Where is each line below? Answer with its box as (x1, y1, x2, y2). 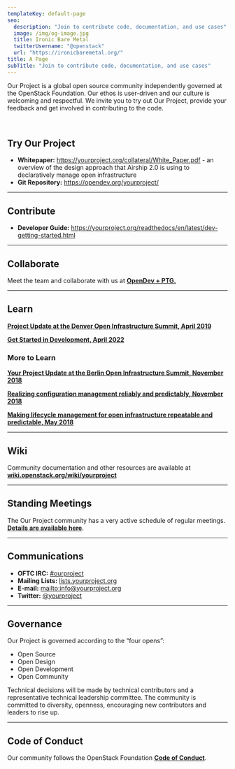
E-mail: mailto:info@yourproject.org (17, 584, 122, 592)
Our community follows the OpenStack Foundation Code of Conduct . (7, 754, 207, 762)
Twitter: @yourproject (17, 591, 83, 600)
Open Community (17, 673, 69, 681)
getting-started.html (17, 231, 76, 240)
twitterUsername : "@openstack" (13, 43, 105, 50)
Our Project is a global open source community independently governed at (7, 81, 222, 89)
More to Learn (7, 352, 56, 362)
